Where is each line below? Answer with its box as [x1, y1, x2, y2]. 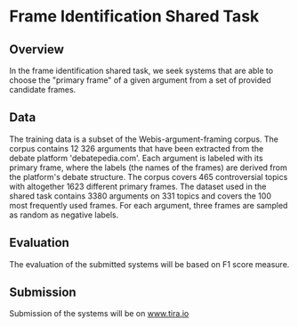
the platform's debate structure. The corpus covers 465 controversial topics [9, 171, 288, 182]
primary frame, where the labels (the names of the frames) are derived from [9, 162, 287, 173]
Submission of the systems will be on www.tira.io [9, 308, 189, 319]
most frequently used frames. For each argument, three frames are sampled [9, 200, 288, 210]
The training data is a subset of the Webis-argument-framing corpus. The [9, 134, 278, 144]
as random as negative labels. [9, 209, 119, 220]
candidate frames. [9, 85, 77, 94]
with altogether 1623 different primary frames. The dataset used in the [9, 181, 267, 192]
